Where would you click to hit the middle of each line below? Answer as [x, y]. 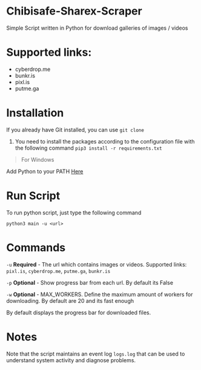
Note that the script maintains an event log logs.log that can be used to [96, 354]
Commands [36, 247]
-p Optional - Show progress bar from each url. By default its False [90, 282]
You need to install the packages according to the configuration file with [105, 141]
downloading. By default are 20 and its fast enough [70, 300]
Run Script [33, 196]
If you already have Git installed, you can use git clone [75, 130]
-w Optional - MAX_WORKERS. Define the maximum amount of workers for [100, 294]
